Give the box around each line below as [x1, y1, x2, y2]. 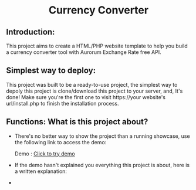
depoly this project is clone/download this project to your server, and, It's [6, 87, 183, 94]
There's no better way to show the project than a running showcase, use [14, 133, 190, 140]
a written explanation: [14, 168, 67, 175]
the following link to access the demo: [14, 138, 107, 145]
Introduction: [6, 27, 55, 37]
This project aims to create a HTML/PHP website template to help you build [6, 42, 188, 49]
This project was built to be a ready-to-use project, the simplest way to [6, 81, 178, 88]
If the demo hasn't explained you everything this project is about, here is [14, 161, 190, 168]
